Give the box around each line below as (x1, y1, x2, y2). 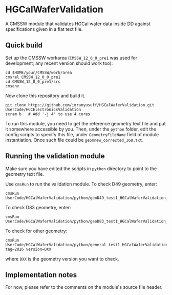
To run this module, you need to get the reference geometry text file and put (5, 120, 166, 126)
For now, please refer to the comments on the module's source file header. (5, 284, 163, 290)
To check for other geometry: (5, 228, 68, 234)
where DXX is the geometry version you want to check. (5, 255, 119, 262)
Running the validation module (5, 152, 105, 160)
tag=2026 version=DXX (5, 247, 52, 252)
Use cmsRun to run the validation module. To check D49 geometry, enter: (5, 181, 158, 187)
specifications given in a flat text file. (5, 26, 83, 32)
